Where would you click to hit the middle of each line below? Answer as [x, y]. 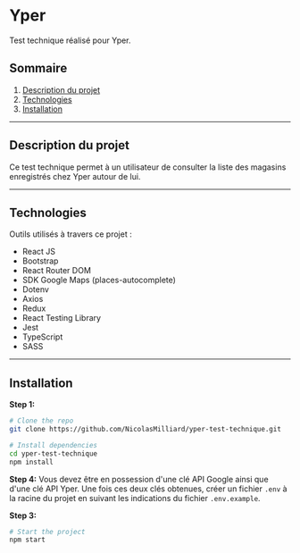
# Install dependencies [54, 445]
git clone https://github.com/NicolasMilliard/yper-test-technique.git [145, 430]
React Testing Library [61, 318]
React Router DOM [57, 271]
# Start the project [48, 532]
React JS [39, 252]
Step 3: [23, 515]
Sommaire [38, 68]
